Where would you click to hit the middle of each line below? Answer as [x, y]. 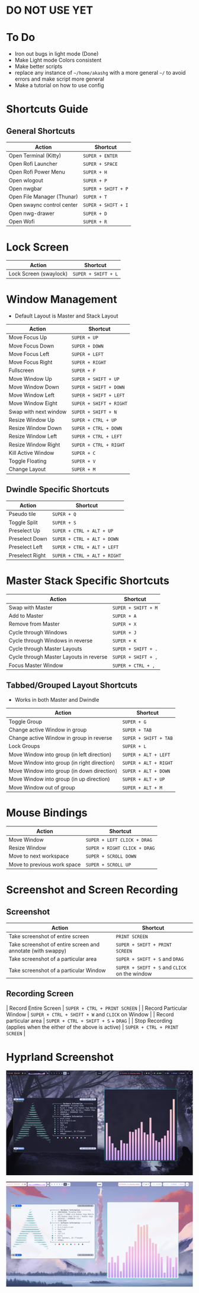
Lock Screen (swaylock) [38, 274]
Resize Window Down [35, 428]
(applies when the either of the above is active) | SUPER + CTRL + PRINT [92, 1027]
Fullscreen [21, 370]
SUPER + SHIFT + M [135, 608]
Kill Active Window [31, 453]
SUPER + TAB [137, 730]
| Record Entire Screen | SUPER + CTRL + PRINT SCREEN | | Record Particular [97, 1008]
